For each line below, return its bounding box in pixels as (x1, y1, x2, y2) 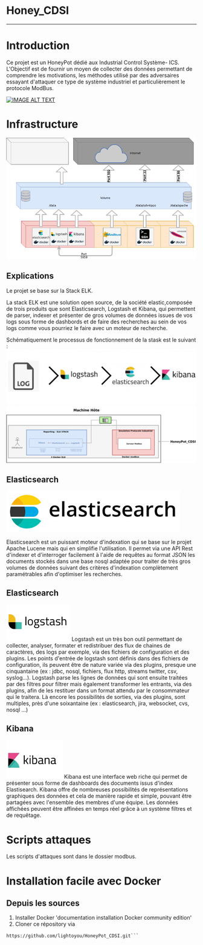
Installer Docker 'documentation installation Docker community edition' (14, 914, 192, 921)
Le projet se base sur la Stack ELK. (6, 287, 93, 294)
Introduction (6, 39, 70, 53)
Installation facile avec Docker (6, 874, 161, 888)
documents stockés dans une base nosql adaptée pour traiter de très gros (6, 557, 191, 565)
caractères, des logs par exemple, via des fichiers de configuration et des (6, 648, 190, 655)
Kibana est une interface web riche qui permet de (63, 773, 188, 781)
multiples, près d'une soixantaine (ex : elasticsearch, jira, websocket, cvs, (6, 700, 189, 707)
